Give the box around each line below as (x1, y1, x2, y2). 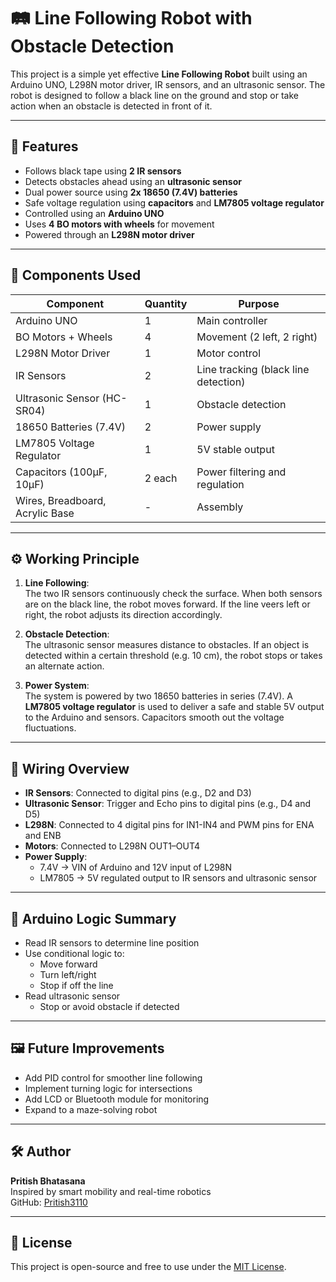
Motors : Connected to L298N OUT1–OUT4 (24, 840, 201, 852)
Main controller (196, 313, 268, 327)
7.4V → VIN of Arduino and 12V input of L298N (39, 861, 233, 874)
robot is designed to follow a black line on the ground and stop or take (10, 89, 299, 101)
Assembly (196, 500, 244, 514)
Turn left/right (39, 969, 97, 980)
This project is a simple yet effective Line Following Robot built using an (10, 68, 308, 80)
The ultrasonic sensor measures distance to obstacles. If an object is (24, 639, 310, 651)
